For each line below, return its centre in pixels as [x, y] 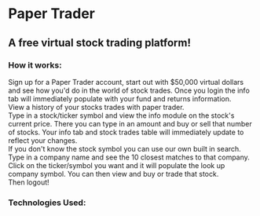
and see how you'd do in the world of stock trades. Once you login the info [129, 90]
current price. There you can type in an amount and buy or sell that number [130, 123]
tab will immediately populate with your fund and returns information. [120, 98]
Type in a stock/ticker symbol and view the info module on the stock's [121, 115]
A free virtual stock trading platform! [99, 43]
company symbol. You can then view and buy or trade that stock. [114, 174]
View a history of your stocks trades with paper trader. [96, 107]
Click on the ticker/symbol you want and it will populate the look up [117, 165]
